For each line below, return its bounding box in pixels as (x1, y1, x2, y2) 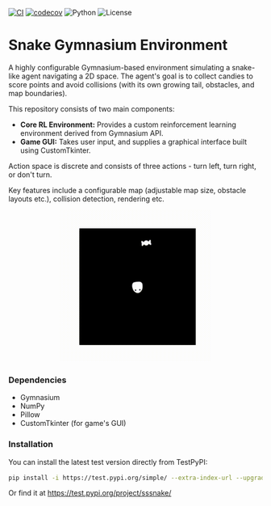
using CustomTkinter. (19, 145, 91, 155)
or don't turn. (8, 170, 52, 179)
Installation (8, 439, 54, 450)
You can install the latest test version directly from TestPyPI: (8, 457, 208, 466)
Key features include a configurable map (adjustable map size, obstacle (8, 185, 247, 195)
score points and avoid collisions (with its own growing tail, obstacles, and (8, 79, 255, 89)
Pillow (19, 410, 40, 420)
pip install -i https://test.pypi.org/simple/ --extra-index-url (8, 474, 232, 482)
